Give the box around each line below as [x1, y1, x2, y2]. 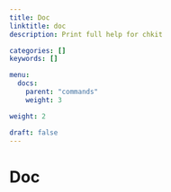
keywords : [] [9, 55, 58, 64]
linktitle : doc [9, 22, 67, 31]
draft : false [9, 127, 58, 137]
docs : [17, 79, 39, 88]
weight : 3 [25, 95, 63, 104]
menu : [9, 71, 30, 80]
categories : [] [9, 46, 67, 55]
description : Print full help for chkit [9, 30, 164, 39]
